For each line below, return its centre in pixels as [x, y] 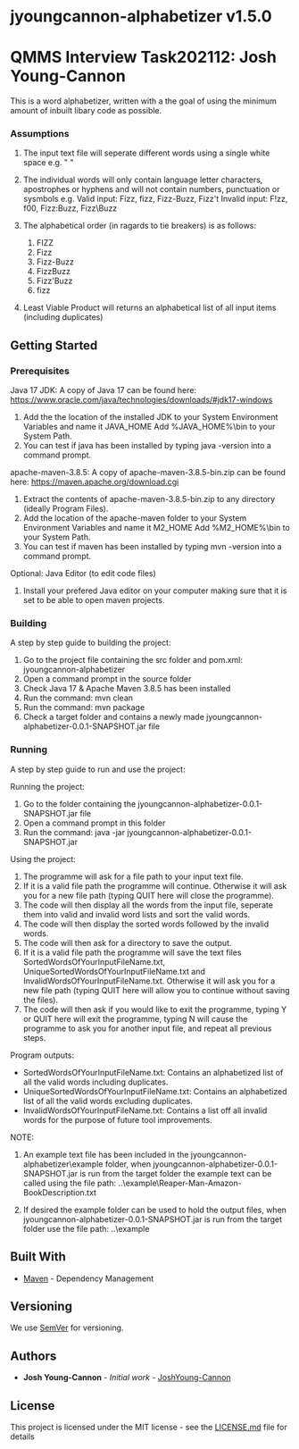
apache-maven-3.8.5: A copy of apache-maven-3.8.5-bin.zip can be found [148, 473]
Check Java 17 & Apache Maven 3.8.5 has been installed [127, 689]
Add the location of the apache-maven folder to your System [135, 518]
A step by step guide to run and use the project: [98, 769]
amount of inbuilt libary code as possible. [86, 111]
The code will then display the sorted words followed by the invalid [146, 924]
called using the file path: [70, 1183]
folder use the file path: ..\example [86, 1228]
